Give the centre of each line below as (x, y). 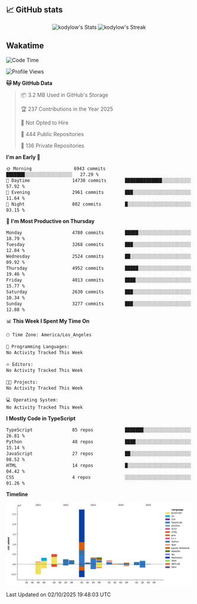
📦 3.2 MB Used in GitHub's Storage (64, 95)
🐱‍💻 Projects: (22, 382)
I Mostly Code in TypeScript (41, 418)
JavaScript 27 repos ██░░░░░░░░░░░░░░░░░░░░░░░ (99, 454)
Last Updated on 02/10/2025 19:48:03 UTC (58, 595)
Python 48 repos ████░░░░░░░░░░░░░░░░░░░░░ (99, 442)
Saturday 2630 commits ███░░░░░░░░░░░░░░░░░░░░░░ (99, 292)
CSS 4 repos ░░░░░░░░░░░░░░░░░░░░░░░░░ (99, 477)
